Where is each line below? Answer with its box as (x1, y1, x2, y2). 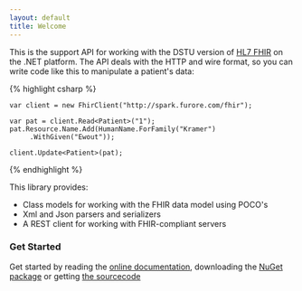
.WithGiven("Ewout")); (29, 132, 116, 141)
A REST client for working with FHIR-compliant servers (22, 218, 227, 229)
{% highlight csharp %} (9, 83, 97, 94)
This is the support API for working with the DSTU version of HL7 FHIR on (9, 46, 283, 57)
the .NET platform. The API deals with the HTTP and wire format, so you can (9, 56, 294, 67)
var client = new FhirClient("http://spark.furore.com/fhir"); (9, 100, 253, 109)
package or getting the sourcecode (9, 270, 141, 281)
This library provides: (9, 182, 89, 192)
